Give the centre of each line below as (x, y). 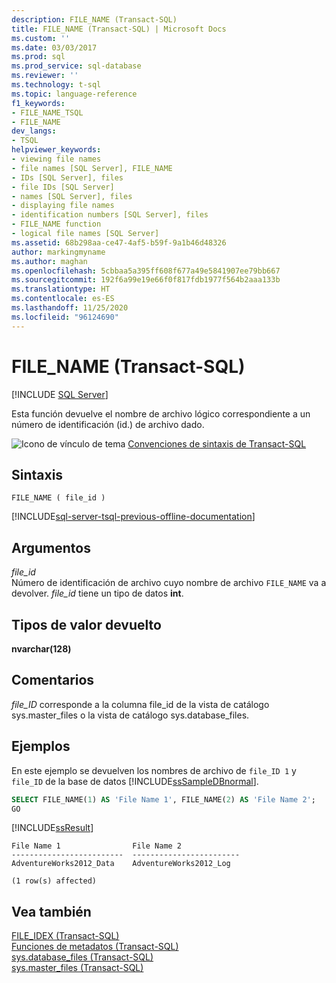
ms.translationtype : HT (61, 289)
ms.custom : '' (41, 38)
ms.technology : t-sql (56, 85)
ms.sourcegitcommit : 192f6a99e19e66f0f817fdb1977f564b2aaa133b (146, 280)
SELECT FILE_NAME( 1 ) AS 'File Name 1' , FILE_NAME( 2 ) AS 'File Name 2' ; (163, 799)
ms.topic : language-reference (74, 94)
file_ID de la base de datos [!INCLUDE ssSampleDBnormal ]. (135, 781)
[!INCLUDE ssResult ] (52, 828)
